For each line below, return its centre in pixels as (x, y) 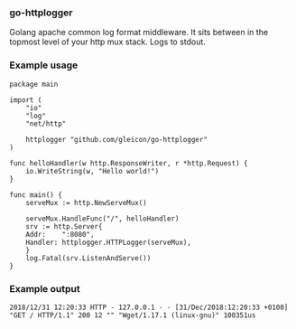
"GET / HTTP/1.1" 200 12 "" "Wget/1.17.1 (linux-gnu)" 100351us (133, 315)
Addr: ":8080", (60, 234)
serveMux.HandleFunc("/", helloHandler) (102, 219)
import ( (26, 100)
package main (34, 84)
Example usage (44, 65)
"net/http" (46, 124)
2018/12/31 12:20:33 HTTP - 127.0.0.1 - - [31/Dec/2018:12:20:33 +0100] (149, 307)
